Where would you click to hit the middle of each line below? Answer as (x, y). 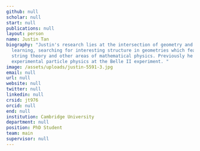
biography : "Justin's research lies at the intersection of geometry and (100, 45)
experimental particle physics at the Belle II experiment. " (90, 61)
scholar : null (24, 17)
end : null (18, 111)
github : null (22, 12)
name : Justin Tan (28, 39)
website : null (24, 84)
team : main (20, 133)
